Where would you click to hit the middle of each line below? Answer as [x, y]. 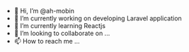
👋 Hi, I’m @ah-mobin [44, 11]
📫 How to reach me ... [47, 41]
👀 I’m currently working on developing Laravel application [98, 18]
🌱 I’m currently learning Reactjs [60, 26]
